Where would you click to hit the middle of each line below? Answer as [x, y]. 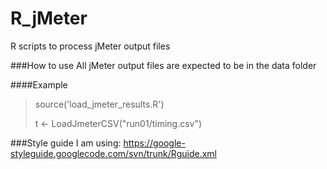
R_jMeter [49, 18]
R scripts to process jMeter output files [90, 46]
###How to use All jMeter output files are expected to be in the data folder [163, 65]
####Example [39, 84]
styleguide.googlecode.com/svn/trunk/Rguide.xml [113, 153]
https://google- [154, 143]
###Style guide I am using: [66, 143]
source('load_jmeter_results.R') [99, 104]
